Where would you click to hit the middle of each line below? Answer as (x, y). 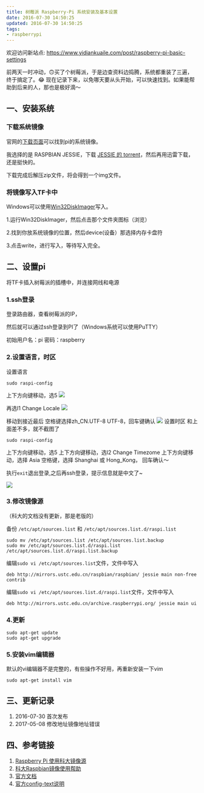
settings (16, 60)
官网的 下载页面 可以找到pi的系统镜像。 (54, 141)
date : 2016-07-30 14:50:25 (40, 18)
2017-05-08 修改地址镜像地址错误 (57, 724)
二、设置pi (26, 266)
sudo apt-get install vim (39, 680)
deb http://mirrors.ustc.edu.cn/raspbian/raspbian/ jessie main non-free (102, 575)
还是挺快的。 (22, 162)
